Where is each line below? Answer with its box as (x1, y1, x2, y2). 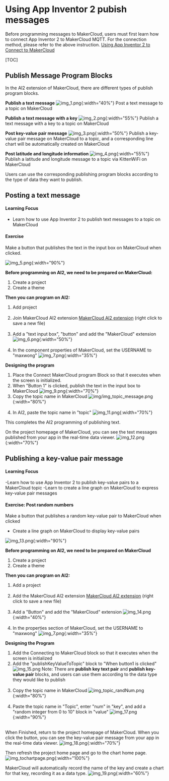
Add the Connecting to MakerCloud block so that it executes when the (12, 650, 158, 656)
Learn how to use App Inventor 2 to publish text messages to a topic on (12, 216, 161, 222)
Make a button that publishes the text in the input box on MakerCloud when (5, 245, 161, 251)
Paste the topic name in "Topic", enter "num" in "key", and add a (12, 703, 146, 709)
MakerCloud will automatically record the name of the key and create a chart (5, 765, 164, 771)
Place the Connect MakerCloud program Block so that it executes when (12, 372, 161, 378)
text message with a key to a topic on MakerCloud (5, 120, 109, 127)
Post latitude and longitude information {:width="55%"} (5, 150, 150, 157)
